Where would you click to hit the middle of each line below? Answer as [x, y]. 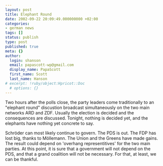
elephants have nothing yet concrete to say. [50, 123]
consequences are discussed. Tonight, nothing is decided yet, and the [77, 118]
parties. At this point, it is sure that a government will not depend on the [78, 149]
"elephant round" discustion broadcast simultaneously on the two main [77, 108]
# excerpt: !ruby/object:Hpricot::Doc [45, 83]
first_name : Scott [29, 74]
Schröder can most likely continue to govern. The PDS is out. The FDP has [81, 133]
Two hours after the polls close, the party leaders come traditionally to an [80, 102]
